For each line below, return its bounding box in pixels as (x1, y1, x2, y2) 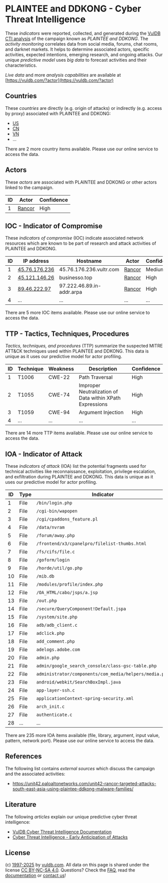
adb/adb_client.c (36, 622, 77, 628)
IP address (23, 258, 49, 265)
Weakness (48, 366, 74, 373)
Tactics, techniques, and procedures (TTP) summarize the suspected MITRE (5, 343, 163, 349)
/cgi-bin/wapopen (36, 508, 77, 514)
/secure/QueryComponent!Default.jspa (36, 606, 126, 612)
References (5, 752, 42, 761)
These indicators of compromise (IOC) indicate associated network (5, 235, 144, 241)
